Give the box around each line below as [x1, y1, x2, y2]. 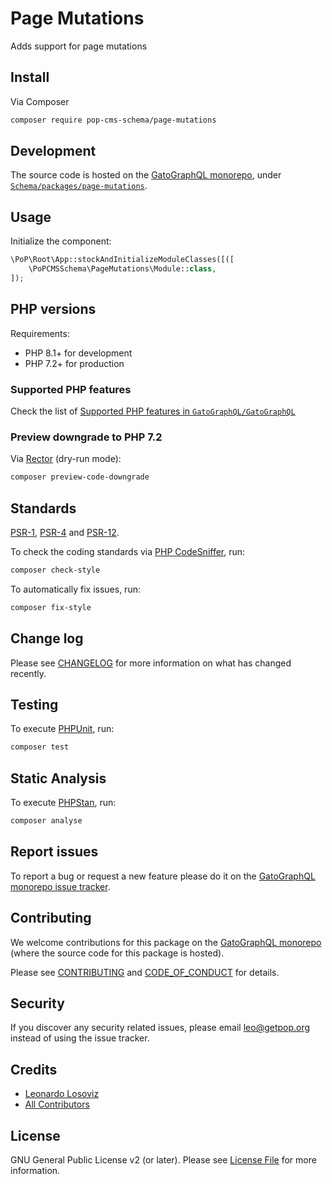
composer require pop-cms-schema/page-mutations [10, 115, 217, 125]
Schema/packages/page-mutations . [10, 180, 148, 192]
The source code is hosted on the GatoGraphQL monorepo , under [10, 169, 282, 181]
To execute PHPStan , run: [10, 797, 117, 809]
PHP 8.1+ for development [24, 347, 133, 359]
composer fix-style [10, 602, 92, 612]
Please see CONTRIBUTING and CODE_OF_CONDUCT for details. [10, 966, 280, 978]
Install [10, 69, 50, 86]
